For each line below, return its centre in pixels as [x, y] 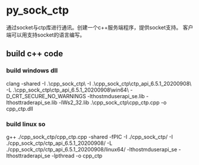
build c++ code [35, 54]
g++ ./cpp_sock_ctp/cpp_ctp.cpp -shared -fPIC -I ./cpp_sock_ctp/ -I [90, 137]
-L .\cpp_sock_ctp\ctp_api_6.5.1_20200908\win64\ [67, 90]
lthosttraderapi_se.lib [32, 102]
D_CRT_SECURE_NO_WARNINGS [46, 96]
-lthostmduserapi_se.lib [116, 96]
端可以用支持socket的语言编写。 [45, 35]
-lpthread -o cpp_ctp [77, 156]
